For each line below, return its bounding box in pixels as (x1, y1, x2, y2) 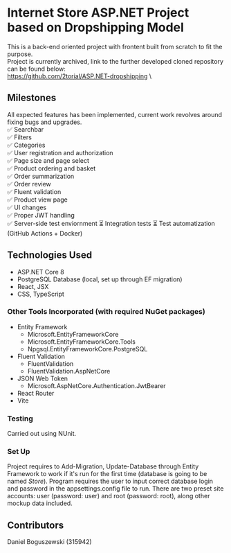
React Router (17, 389, 55, 397)
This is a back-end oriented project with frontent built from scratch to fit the (7, 42, 223, 51)
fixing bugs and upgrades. (7, 118, 82, 126)
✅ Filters (7, 133, 33, 141)
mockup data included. (7, 499, 73, 507)
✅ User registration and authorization (7, 148, 113, 157)
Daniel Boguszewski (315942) (7, 538, 92, 546)
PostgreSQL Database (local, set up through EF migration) (17, 275, 183, 283)
